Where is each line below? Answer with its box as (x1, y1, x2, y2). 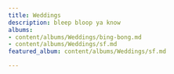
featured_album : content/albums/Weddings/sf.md (8, 48, 167, 55)
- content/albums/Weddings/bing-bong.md (8, 33, 143, 41)
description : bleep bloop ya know (8, 19, 121, 26)
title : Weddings (8, 11, 61, 19)
